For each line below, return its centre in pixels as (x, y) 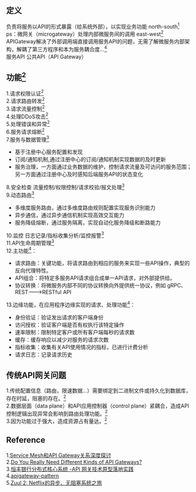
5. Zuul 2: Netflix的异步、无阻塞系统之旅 (54, 482)
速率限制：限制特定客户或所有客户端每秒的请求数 (75, 333)
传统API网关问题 (36, 375)
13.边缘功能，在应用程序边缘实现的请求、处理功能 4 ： (71, 304)
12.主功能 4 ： (21, 250)
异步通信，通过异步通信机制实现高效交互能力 (69, 215)
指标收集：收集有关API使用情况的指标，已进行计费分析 (81, 347)
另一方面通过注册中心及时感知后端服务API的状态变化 (79, 174)
